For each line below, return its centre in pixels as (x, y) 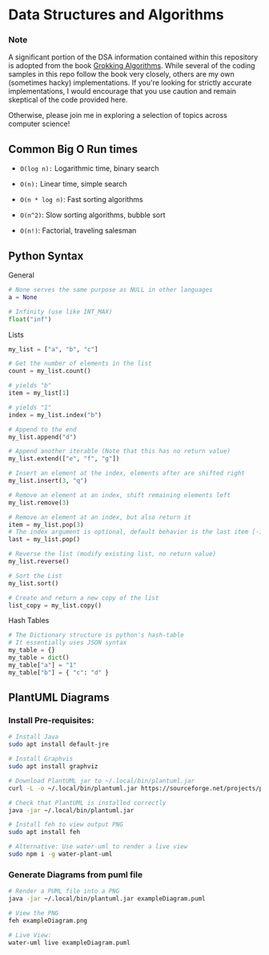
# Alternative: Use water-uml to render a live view (98, 847)
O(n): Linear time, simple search (73, 184)
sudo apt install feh (44, 832)
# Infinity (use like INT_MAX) (60, 312)
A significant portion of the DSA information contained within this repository (133, 57)
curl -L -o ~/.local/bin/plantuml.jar (73, 788)
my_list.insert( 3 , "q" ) (48, 481)
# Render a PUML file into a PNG (64, 892)
